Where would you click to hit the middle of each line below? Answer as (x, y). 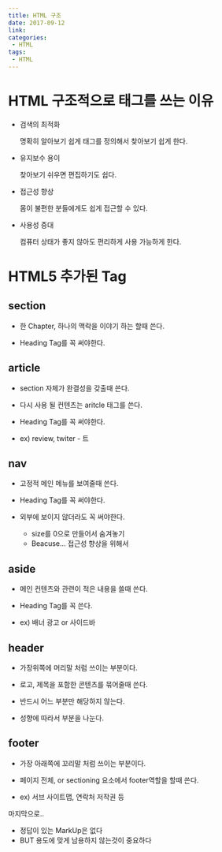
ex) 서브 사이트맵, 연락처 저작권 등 (72, 797)
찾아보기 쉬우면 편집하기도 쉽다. (68, 174)
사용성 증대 (37, 225)
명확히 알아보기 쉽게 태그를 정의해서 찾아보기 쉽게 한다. (104, 141)
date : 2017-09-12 (37, 23)
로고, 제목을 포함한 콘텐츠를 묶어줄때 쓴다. (83, 685)
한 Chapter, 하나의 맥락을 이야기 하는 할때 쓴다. (92, 326)
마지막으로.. (26, 813)
